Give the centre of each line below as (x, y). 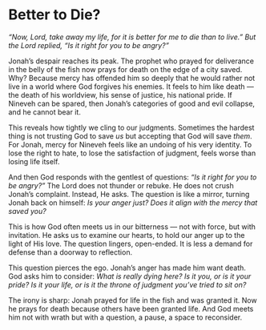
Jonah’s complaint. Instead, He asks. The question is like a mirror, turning (129, 194)
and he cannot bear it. (45, 112)
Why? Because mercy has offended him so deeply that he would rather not (132, 78)
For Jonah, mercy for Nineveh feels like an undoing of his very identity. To (130, 144)
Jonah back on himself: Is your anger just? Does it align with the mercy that (133, 203)
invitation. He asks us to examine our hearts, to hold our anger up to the (127, 235)
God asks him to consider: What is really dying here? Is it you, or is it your (130, 276)
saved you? (27, 211)
